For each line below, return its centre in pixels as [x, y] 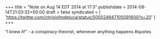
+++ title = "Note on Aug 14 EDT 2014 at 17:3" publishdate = [66, 7]
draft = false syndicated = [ [73, 12]
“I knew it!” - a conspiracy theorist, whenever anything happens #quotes [78, 32]
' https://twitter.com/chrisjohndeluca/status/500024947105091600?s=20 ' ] [80, 17]
